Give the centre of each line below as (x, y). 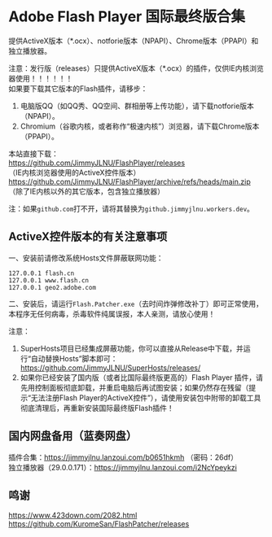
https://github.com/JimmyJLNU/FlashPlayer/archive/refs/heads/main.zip (129, 181)
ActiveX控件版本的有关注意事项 (88, 237)
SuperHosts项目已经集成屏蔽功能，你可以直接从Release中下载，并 (132, 348)
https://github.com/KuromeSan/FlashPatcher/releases (99, 524)
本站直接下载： (33, 153)
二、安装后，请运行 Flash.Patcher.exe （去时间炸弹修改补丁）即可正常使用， (136, 303)
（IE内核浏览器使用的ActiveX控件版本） (75, 172)
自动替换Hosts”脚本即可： (74, 358)
